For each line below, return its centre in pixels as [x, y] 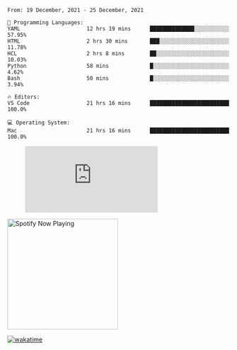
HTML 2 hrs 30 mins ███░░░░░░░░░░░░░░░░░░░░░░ [118, 41]
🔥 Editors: [24, 97]
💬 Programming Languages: [45, 23]
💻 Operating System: [39, 123]
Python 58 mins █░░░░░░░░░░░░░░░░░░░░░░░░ [118, 66]
